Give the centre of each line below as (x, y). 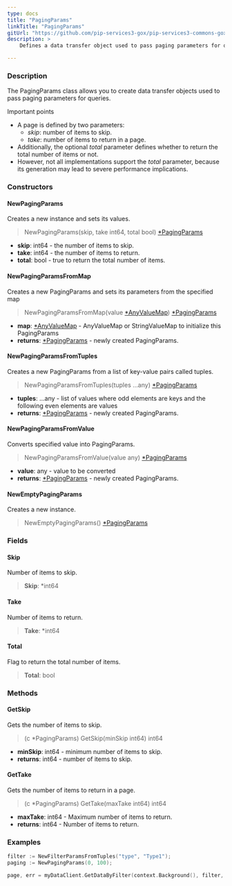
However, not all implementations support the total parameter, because (118, 162)
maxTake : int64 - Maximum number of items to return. (95, 817)
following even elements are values (67, 406)
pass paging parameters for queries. (59, 98)
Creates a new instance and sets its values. (69, 219)
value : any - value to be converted (66, 471)
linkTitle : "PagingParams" (46, 26)
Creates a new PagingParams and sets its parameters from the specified (110, 292)
